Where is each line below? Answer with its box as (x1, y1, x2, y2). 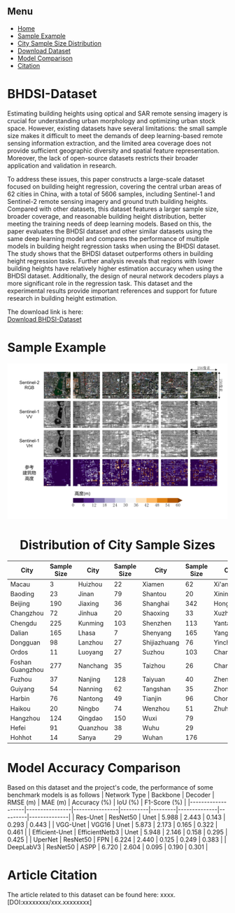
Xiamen (142, 579, 164, 588)
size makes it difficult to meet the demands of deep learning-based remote (7, 131, 223, 139)
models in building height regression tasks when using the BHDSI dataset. (7, 242, 220, 250)
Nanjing (78, 675, 101, 683)
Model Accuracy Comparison (7, 760, 181, 776)
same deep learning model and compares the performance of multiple (7, 234, 210, 242)
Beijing (10, 599, 30, 608)
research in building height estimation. (7, 294, 117, 302)
